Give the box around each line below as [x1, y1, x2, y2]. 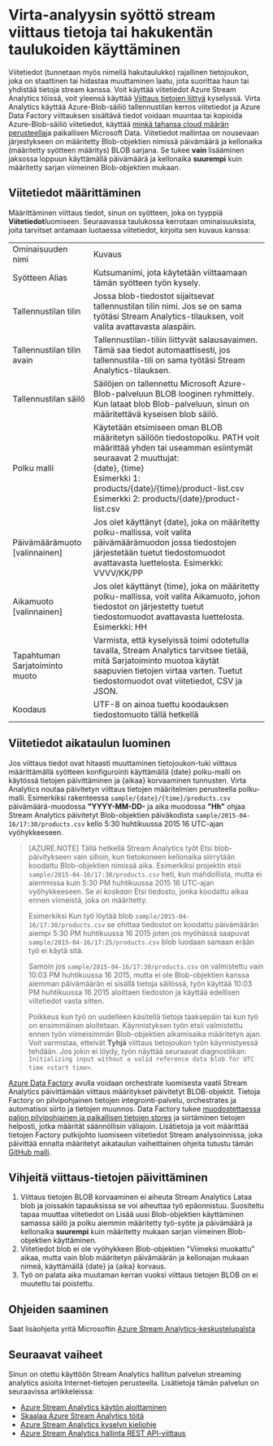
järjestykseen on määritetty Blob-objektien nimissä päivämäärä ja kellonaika [8, 136, 262, 146]
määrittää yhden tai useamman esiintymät [93, 442, 253, 453]
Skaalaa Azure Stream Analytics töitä [19, 1411, 145, 1421]
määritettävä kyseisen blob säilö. [93, 408, 219, 420]
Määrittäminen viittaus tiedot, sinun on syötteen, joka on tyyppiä [8, 208, 223, 218]
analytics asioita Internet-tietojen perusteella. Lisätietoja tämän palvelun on [8, 1378, 259, 1387]
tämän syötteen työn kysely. [93, 277, 201, 288]
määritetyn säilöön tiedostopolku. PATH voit [93, 432, 260, 443]
